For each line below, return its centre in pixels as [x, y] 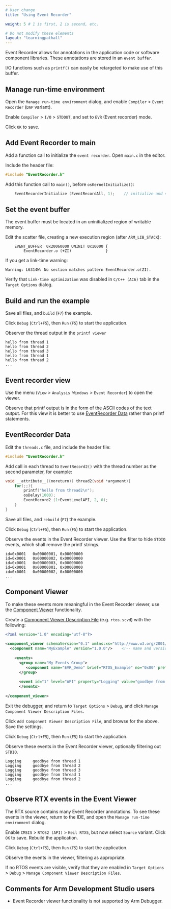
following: [16, 625]
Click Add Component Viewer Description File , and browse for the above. [82, 721]
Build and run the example [48, 301]
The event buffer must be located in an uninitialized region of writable [78, 222]
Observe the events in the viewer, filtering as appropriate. [65, 857]
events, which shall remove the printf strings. [52, 544]
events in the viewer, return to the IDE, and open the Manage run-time [78, 817]
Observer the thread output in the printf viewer [56, 333]
